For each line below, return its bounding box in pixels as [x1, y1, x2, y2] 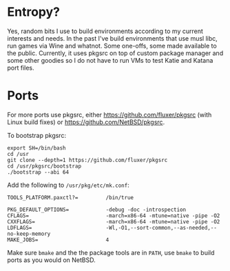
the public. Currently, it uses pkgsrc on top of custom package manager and [7, 49, 224, 57]
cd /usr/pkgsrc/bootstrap [7, 163, 81, 170]
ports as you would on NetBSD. [7, 256, 96, 264]
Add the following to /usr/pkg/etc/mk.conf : [7, 181, 129, 189]
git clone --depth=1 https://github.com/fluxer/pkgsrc [7, 157, 168, 163]
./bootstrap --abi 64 [7, 168, 70, 176]
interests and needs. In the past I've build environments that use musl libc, [7, 34, 218, 42]
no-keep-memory [7, 230, 51, 237]
